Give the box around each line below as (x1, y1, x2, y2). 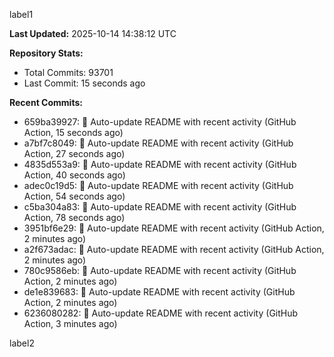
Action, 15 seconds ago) (23, 127, 124, 138)
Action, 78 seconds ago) (23, 212, 126, 223)
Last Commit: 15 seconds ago (23, 77, 146, 89)
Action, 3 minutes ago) (23, 318, 118, 329)
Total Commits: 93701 (23, 67, 114, 78)
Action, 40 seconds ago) (23, 169, 126, 181)
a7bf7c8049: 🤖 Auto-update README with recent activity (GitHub (23, 137, 294, 149)
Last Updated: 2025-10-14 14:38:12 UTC (9, 28, 177, 39)
